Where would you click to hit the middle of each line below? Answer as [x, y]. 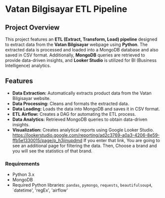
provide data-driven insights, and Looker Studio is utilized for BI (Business [81, 60]
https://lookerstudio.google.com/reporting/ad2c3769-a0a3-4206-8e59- [86, 135]
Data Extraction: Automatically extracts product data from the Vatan [82, 93]
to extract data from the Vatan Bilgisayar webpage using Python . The [77, 45]
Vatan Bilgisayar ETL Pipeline [66, 9]
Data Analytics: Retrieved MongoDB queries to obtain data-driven [80, 119]
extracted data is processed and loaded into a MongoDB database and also [82, 50]
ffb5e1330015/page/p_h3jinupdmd [47, 140]
